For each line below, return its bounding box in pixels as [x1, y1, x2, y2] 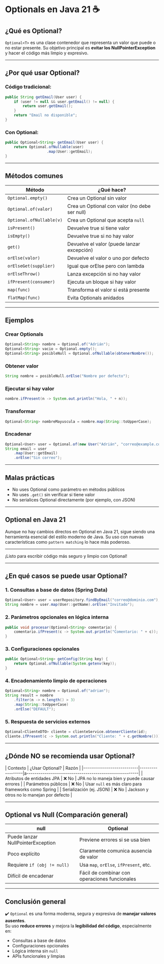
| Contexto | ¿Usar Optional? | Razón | [5, 765, 81, 771]
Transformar [5, 408, 36, 415]
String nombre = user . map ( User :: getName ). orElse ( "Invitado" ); [5, 602, 134, 607]
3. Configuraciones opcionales [5, 645, 80, 652]
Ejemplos [5, 316, 34, 324]
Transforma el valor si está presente [67, 286, 150, 293]
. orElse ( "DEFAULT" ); [14, 707, 56, 712]
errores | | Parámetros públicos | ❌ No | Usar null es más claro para [5, 781, 142, 787]
